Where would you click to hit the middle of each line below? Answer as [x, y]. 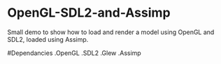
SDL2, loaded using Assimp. [48, 39]
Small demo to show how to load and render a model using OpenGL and [111, 32]
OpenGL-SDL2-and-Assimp [89, 13]
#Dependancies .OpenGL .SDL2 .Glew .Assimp [74, 53]
